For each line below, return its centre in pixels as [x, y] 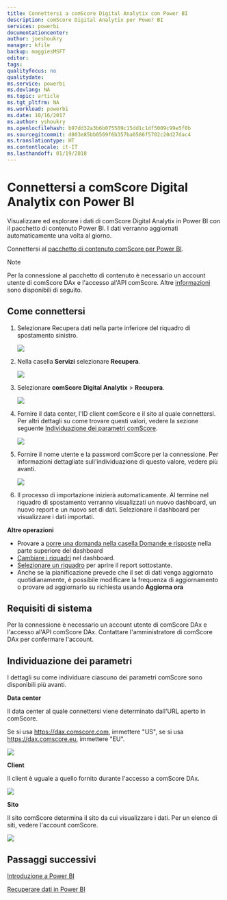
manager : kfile [29, 45]
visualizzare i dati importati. [56, 516]
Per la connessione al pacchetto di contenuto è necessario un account [106, 275]
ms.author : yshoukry [37, 122]
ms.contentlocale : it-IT [42, 147]
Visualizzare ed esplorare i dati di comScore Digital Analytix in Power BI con [114, 221]
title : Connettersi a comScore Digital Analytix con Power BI [97, 13]
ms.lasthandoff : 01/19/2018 [47, 154]
